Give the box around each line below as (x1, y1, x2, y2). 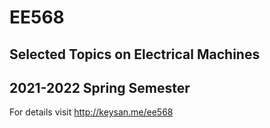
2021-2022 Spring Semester (9, 79, 191, 96)
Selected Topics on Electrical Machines (9, 46, 261, 63)
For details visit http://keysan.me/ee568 (9, 106, 174, 118)
